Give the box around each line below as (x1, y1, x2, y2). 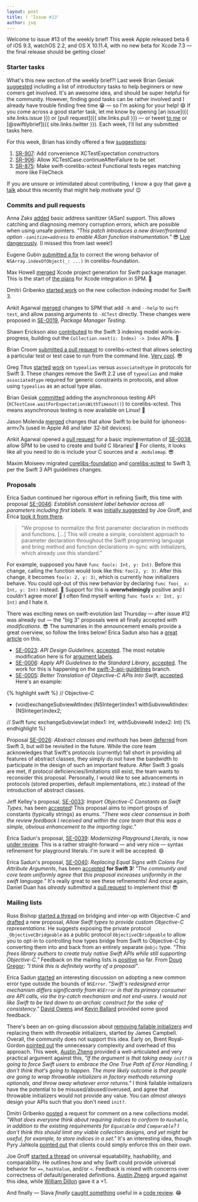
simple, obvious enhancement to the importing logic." (6, 823, 137, 830)
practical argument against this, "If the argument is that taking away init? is (6, 1054, 193, 1061)
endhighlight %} (6, 725, 46, 732)
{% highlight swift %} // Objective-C (6, 690, 94, 697)
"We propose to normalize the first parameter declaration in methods (21, 524, 189, 532)
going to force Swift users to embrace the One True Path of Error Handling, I (6, 1060, 192, 1067)
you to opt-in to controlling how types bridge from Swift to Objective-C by (6, 937, 186, 944)
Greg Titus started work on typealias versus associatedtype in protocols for (6, 363, 192, 371)
